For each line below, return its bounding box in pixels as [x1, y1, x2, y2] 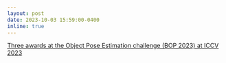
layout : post [7, 10, 45, 17]
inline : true [7, 23, 45, 29]
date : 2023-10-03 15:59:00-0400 [7, 16, 100, 23]
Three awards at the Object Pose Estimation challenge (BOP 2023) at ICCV [7, 42, 219, 50]
